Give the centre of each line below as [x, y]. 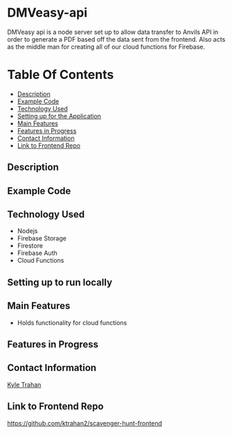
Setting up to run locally [60, 282]
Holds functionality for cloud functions [72, 322]
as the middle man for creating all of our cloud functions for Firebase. [106, 46]
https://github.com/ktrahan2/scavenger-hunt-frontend [85, 423]
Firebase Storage [42, 238]
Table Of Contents [61, 75]
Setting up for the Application [59, 116]
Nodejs [27, 231]
